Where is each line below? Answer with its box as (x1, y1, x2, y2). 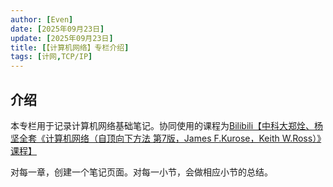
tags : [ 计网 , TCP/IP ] (10, 52, 93, 62)
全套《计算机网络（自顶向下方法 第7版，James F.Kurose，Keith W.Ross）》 (18, 132, 322, 144)
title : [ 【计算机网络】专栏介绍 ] (10, 42, 130, 53)
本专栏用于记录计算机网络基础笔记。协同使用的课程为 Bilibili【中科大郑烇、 (10, 119, 315, 131)
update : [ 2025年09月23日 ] (10, 33, 114, 43)
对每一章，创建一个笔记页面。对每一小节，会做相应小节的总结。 (10, 166, 273, 178)
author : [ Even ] (10, 14, 74, 25)
